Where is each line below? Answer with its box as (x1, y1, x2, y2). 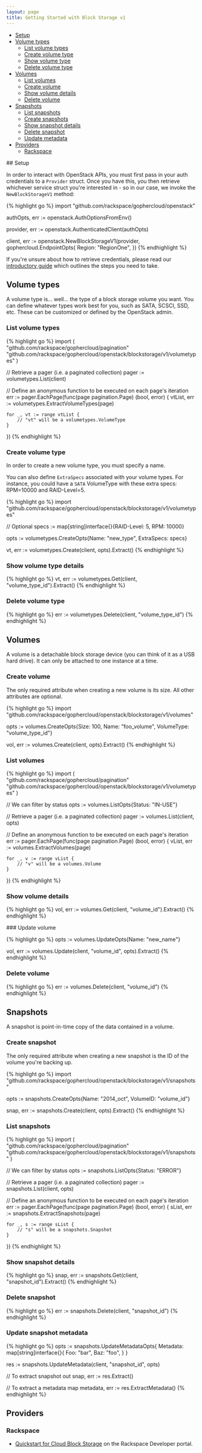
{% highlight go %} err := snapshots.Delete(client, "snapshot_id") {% (6, 1307, 178, 1315)
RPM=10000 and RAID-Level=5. (6, 486, 86, 494)
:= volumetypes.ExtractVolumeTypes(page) (6, 400, 114, 407)
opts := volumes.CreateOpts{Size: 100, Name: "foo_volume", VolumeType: (6, 723, 189, 730)
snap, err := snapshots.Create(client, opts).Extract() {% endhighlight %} (6, 1106, 186, 1114)
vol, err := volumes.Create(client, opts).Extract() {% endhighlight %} (6, 741, 175, 748)
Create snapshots (24, 115, 68, 122)
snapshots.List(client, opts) (6, 1185, 74, 1192)
